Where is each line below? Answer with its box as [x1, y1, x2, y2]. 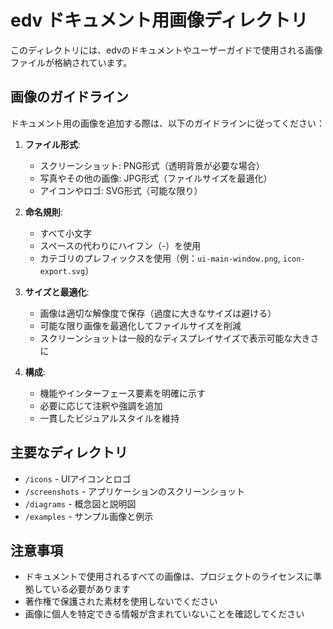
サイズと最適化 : [24, 286, 90, 298]
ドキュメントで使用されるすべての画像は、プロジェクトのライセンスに [24, 571, 313, 583]
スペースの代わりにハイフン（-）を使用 [39, 239, 202, 251]
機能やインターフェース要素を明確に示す [39, 387, 207, 399]
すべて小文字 [39, 227, 93, 239]
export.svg [39, 266, 86, 276]
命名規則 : [24, 206, 63, 218]
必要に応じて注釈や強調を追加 [39, 399, 163, 411]
